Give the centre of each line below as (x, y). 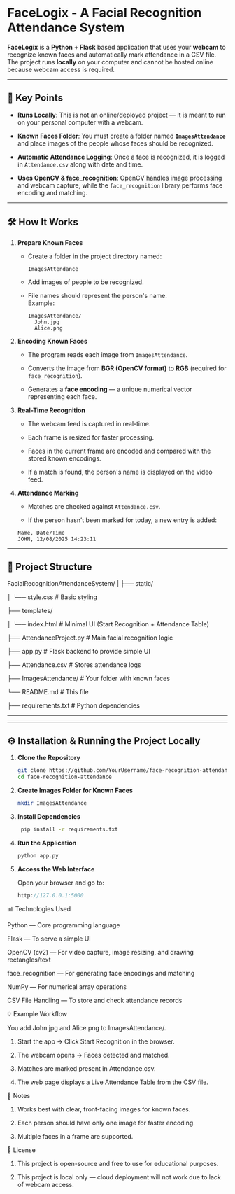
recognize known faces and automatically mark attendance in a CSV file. (112, 55)
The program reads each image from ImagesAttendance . (108, 354)
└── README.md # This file (48, 692)
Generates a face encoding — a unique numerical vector (110, 389)
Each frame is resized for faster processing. (91, 437)
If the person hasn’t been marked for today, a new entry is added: (122, 520)
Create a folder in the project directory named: (95, 256)
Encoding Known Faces (52, 341)
